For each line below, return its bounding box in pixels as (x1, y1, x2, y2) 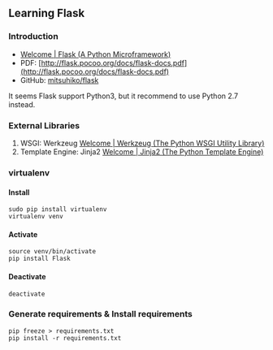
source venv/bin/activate (8, 248, 96, 256)
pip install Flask (8, 255, 71, 263)
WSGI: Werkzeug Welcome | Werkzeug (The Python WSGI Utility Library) (19, 138, 265, 148)
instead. (8, 99, 36, 109)
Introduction (8, 31, 58, 42)
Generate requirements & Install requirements (8, 309, 193, 320)
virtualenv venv (8, 213, 63, 221)
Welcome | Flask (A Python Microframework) (19, 49, 171, 59)
